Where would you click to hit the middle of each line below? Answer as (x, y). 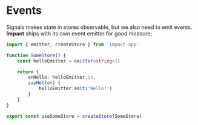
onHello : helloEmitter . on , (62, 78)
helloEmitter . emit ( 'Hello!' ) (75, 89)
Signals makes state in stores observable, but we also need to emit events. (99, 27)
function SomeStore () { (36, 55)
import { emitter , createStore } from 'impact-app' (73, 44)
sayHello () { (45, 83)
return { (28, 72)
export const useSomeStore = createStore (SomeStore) (74, 116)
